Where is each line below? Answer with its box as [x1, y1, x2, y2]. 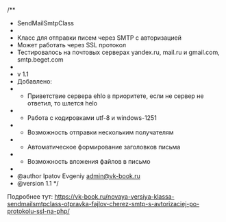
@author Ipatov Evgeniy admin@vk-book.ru [16, 172, 140, 180]
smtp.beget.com [16, 56, 64, 64]
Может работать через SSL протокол [16, 41, 127, 49]
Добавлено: [16, 77, 53, 85]
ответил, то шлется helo [27, 99, 98, 107]
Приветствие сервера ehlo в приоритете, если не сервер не [27, 92, 204, 100]
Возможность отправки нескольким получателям [27, 128, 174, 136]
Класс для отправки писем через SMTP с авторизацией [16, 34, 181, 42]
